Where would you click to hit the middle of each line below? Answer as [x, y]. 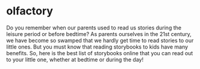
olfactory [30, 11]
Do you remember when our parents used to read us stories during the [94, 28]
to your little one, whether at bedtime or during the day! [75, 59]
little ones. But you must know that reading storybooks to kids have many [97, 47]
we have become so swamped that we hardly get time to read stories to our [100, 40]
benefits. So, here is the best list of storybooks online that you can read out [100, 53]
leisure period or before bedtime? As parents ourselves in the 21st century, [99, 34]
